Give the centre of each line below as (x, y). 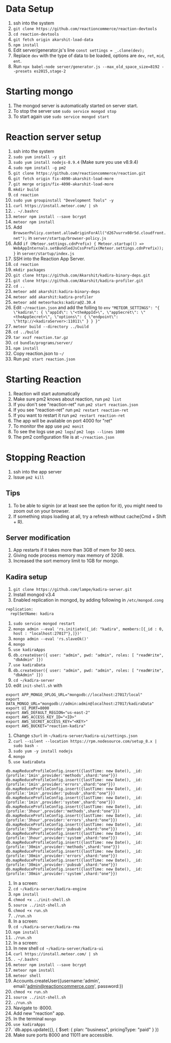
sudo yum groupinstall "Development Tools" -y (63, 200)
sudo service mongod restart (44, 624)
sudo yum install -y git (39, 157)
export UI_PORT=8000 (28, 708)
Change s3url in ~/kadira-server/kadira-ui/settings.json (75, 736)
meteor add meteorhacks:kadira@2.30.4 (54, 302)
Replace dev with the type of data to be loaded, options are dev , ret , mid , (89, 55)
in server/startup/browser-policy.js (67, 238)
